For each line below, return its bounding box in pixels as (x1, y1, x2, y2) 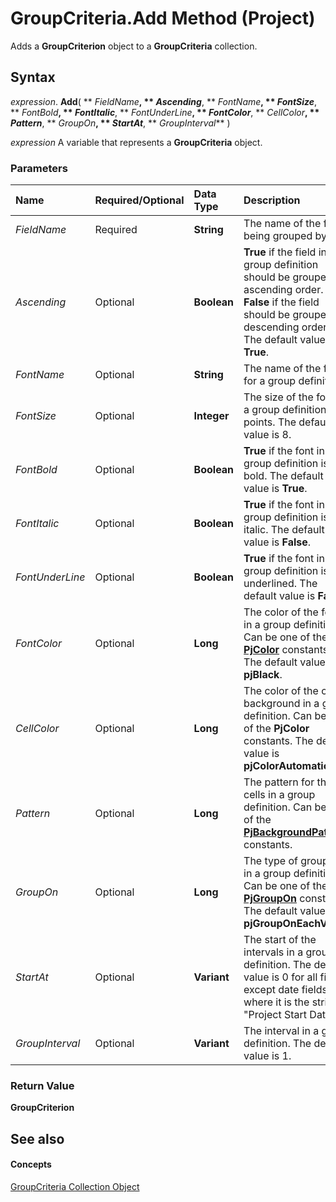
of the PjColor (243, 722, 310, 736)
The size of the (243, 390, 314, 404)
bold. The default (243, 469, 324, 483)
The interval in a (243, 1024, 320, 1038)
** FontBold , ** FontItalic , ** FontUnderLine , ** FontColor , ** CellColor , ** (10, 106, 320, 118)
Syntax (10, 69, 56, 86)
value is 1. (243, 1049, 292, 1063)
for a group (243, 374, 297, 388)
